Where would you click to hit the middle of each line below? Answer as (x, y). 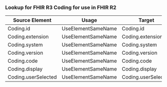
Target (146, 20)
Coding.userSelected (32, 77)
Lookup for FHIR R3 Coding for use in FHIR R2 (61, 7)
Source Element (32, 20)
